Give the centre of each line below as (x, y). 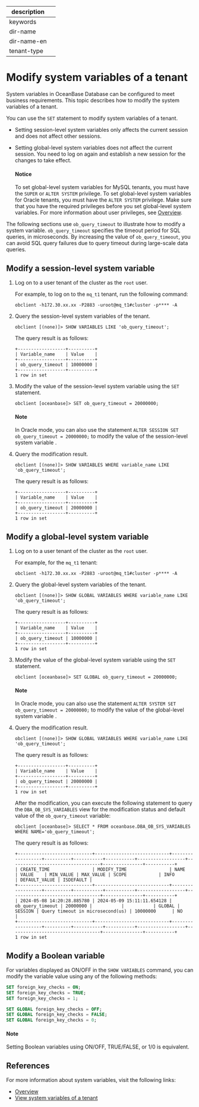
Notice (23, 174)
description (28, 12)
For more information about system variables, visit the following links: (91, 1080)
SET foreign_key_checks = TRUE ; (46, 992)
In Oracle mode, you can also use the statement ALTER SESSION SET (97, 430)
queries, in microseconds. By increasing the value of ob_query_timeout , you (99, 237)
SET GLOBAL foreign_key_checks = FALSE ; (57, 1015)
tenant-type (26, 51)
